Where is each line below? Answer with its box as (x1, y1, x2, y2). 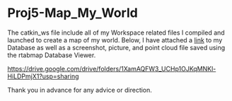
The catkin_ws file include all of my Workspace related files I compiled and (7, 28, 225, 37)
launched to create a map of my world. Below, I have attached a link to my (7, 35, 223, 44)
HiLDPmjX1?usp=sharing (7, 72, 79, 81)
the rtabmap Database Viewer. (7, 51, 96, 59)
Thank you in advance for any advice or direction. (7, 85, 152, 94)
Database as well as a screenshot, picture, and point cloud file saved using (7, 43, 226, 52)
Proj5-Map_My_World (7, 5, 138, 21)
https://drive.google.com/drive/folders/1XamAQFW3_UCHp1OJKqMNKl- (7, 64, 216, 73)
